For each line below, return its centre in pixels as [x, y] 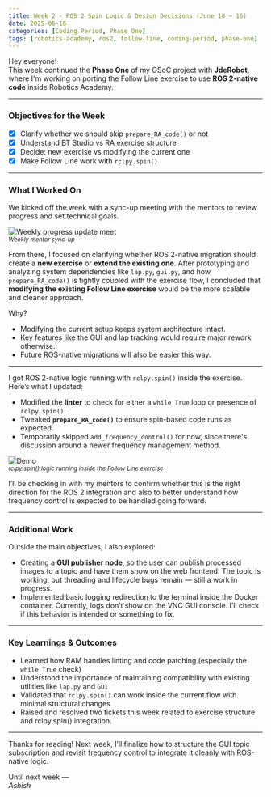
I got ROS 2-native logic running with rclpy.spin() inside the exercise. [125, 378]
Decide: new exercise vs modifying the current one [105, 151]
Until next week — [39, 777]
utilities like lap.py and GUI [64, 686]
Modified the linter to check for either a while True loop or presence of [138, 402]
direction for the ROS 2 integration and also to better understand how [123, 492]
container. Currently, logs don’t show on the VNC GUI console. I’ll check [140, 606]
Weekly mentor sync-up [42, 240]
